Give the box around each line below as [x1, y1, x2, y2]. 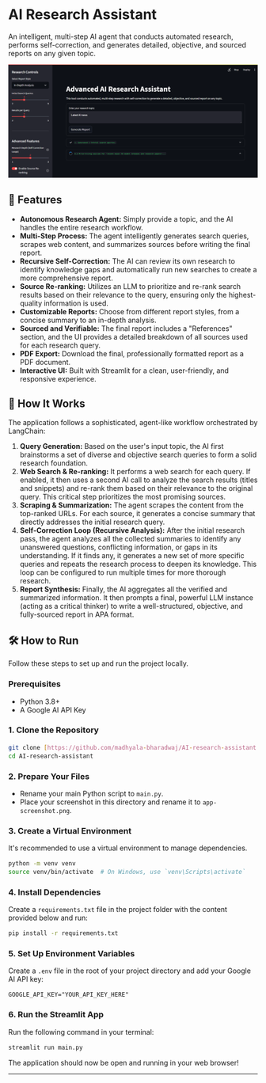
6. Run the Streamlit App [8, 1009, 104, 1020]
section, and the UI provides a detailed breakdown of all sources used [19, 332, 248, 341]
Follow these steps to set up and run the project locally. [8, 659, 188, 668]
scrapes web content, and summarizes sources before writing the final [19, 239, 251, 249]
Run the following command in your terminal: [8, 1027, 154, 1036]
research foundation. [19, 458, 89, 468]
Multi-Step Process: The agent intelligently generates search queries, [19, 231, 249, 241]
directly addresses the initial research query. [19, 517, 165, 527]
